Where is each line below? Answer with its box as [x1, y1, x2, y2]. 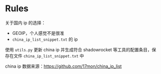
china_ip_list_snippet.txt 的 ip [12, 36, 78, 42]
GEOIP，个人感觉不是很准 [12, 30, 65, 36]
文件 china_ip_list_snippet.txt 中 [13, 52, 84, 59]
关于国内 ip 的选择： [5, 20, 46, 25]
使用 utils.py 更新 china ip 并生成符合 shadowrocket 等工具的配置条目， [5, 47, 152, 52]
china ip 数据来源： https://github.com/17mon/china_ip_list [5, 63, 122, 69]
